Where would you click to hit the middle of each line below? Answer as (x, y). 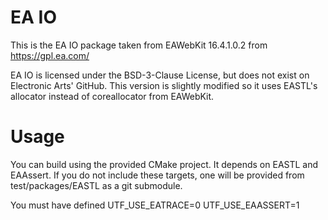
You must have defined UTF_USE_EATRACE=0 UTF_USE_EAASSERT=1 (155, 205)
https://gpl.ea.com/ (50, 55)
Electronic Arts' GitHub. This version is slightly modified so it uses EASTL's (164, 85)
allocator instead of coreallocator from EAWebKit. (112, 96)
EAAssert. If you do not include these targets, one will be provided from (157, 175)
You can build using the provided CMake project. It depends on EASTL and (164, 164)
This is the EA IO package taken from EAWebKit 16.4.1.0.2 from (139, 45)
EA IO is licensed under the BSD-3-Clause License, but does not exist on (160, 75)
